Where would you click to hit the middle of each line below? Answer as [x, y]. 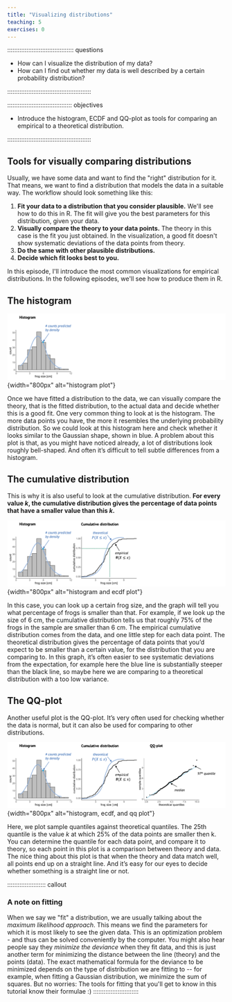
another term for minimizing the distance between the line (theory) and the [114, 954]
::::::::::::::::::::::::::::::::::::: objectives [55, 105]
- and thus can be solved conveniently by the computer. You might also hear [116, 939]
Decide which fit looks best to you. [68, 258]
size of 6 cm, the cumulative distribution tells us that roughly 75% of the [110, 620]
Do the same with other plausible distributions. [86, 251]
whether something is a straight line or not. [68, 871]
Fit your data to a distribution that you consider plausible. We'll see [115, 206]
